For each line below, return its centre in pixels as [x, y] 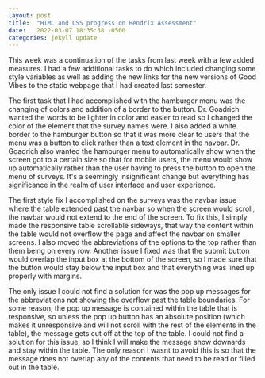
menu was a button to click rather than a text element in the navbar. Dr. [124, 143]
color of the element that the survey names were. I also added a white [122, 126]
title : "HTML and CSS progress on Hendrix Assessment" [102, 23]
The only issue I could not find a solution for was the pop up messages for [130, 292]
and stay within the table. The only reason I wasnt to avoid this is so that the [132, 350]
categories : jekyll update [53, 38]
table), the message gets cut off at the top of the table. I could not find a [126, 334]
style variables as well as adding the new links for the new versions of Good [132, 77]
